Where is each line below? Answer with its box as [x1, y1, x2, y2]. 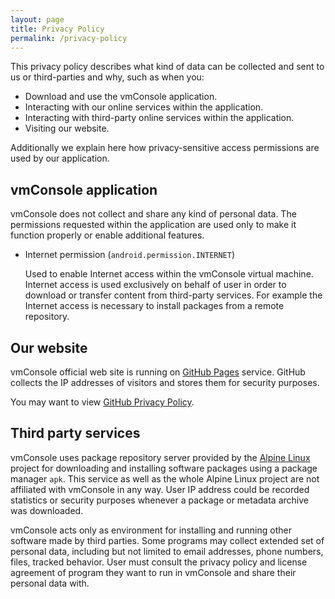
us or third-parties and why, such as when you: [10, 71, 205, 83]
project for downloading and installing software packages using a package [10, 462, 318, 474]
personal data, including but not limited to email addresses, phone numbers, [10, 545, 324, 557]
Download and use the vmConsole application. [24, 91, 218, 103]
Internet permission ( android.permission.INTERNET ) [24, 249, 236, 261]
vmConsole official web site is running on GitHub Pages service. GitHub [10, 366, 306, 378]
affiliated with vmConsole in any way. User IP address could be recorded [10, 483, 310, 495]
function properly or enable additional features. [10, 229, 205, 241]
